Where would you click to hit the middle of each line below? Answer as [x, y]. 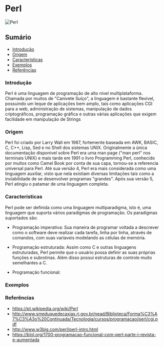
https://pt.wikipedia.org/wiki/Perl [45, 308]
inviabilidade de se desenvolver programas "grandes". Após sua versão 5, [79, 179]
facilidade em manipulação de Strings [43, 119]
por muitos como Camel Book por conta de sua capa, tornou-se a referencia [82, 163]
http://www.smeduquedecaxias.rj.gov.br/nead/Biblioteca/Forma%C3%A [85, 314]
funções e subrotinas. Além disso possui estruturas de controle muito [82, 258]
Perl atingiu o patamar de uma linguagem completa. [57, 184]
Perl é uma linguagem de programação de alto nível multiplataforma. [74, 93]
